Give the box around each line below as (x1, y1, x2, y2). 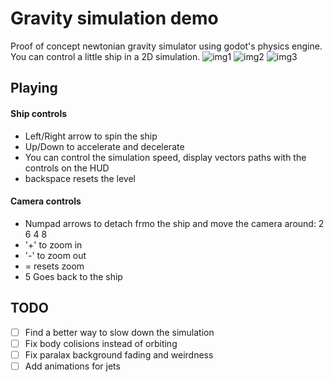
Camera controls (10, 195, 82, 207)
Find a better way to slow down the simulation (24, 326, 215, 338)
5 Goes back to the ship (24, 270, 123, 282)
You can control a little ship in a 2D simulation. (10, 50, 201, 62)
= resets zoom (24, 260, 85, 272)
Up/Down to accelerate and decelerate (24, 140, 185, 152)
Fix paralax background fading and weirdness (24, 348, 214, 361)
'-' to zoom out (24, 249, 87, 261)
